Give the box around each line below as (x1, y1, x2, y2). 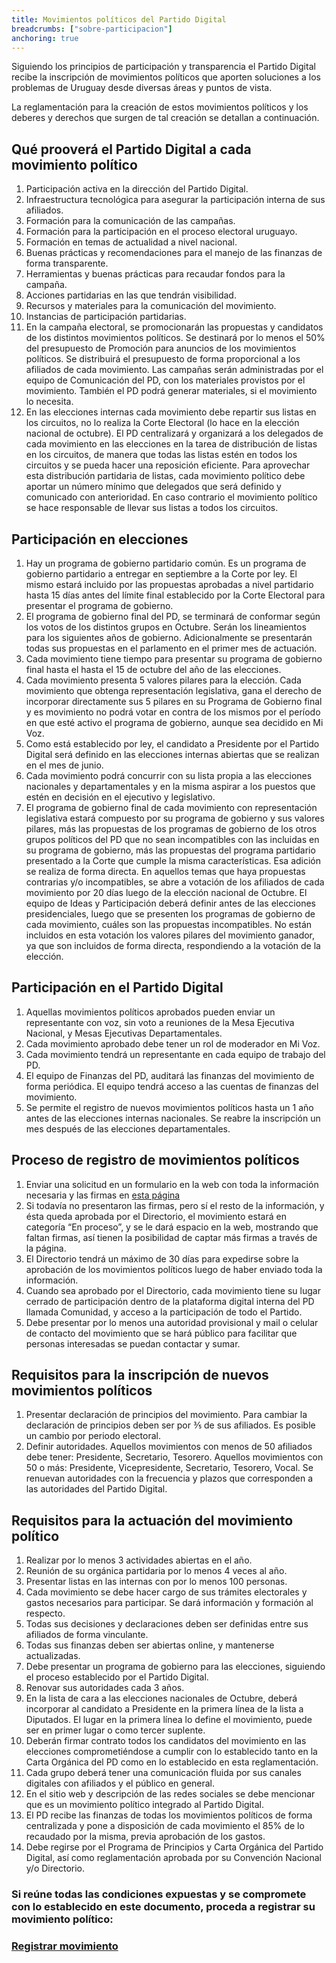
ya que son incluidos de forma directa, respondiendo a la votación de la (25, 940, 321, 951)
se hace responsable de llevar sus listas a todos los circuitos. (25, 502, 279, 514)
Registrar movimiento (11, 1939, 119, 1953)
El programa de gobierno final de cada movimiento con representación (25, 802, 318, 813)
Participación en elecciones (11, 531, 189, 548)
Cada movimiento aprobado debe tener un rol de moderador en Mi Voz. (25, 1037, 321, 1050)
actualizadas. (25, 1650, 81, 1662)
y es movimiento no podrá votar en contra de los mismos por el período (25, 706, 321, 718)
